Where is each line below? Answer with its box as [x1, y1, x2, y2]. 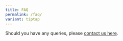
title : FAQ [5, 7, 29, 12]
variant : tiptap [5, 16, 40, 21]
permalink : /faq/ [5, 12, 42, 17]
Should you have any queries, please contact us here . [5, 30, 118, 36]
